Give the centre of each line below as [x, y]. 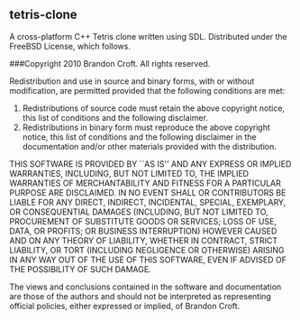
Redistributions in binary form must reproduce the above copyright [146, 127]
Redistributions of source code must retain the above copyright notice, [154, 108]
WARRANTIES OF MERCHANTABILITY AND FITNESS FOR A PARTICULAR [145, 183]
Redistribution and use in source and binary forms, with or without [132, 81]
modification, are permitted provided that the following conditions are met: [147, 90]
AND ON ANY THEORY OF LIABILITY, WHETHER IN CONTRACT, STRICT [144, 240]
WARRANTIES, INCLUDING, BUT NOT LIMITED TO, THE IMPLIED [129, 173]
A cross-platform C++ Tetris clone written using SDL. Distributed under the [149, 36]
